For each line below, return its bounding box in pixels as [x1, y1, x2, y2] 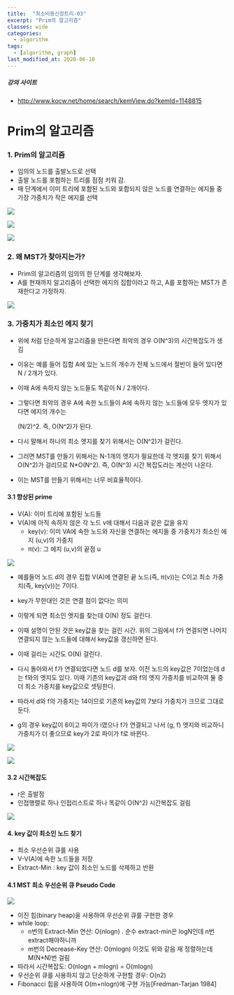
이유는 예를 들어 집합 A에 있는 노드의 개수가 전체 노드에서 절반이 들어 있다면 [17, 360, 223, 368]
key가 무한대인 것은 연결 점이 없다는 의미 [17, 597, 129, 604]
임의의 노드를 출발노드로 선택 [17, 167, 96, 176]
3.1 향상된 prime [7, 493, 52, 501]
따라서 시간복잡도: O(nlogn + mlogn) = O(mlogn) [17, 962, 154, 970]
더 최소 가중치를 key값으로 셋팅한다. [17, 682, 116, 690]
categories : [7, 29, 42, 37]
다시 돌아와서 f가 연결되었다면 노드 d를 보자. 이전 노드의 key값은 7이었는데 [17, 665, 220, 673]
